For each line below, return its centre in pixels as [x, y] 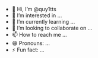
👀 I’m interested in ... [37, 15]
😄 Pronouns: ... [31, 43]
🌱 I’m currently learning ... [43, 22]
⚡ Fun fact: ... [28, 50]
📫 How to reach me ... [39, 35]
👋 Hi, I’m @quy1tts [34, 9]
